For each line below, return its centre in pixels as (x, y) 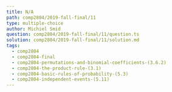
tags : (13, 46)
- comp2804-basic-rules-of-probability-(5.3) (70, 74)
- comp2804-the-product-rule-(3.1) (57, 68)
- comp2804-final (34, 57)
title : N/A (20, 12)
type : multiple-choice (35, 23)
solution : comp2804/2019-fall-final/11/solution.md (73, 40)
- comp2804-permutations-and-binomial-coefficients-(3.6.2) (89, 62)
